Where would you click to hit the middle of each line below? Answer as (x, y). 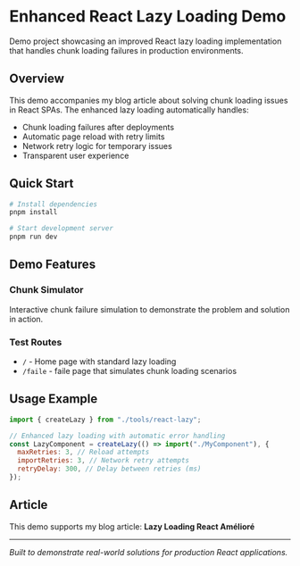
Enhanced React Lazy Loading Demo (148, 17)
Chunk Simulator (46, 290)
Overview (37, 79)
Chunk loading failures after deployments (98, 127)
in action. (26, 319)
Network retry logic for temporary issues (97, 146)
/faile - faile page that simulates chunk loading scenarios (129, 371)
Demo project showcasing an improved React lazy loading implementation (146, 41)
